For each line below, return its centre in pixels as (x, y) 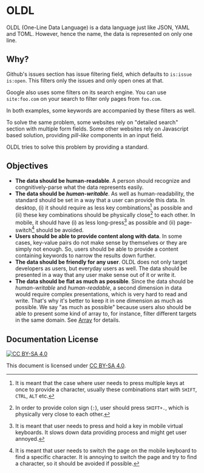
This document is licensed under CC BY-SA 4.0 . (66, 366)
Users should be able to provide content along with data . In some (98, 236)
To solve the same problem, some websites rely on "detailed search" (92, 122)
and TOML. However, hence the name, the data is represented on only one (100, 33)
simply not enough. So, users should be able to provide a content (97, 249)
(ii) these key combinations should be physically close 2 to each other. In (105, 214)
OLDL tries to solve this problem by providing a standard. (77, 147)
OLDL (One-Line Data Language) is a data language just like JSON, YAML (98, 27)
